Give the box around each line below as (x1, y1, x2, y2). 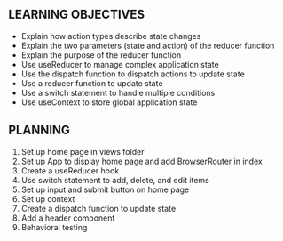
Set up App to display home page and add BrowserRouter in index (20, 156, 263, 166)
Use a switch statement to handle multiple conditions (20, 87, 216, 98)
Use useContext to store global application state (20, 97, 198, 108)
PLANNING (8, 123, 70, 138)
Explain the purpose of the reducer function (20, 49, 182, 60)
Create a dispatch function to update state (20, 203, 177, 213)
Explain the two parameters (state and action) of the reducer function (20, 40, 275, 51)
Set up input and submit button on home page (20, 184, 190, 195)
